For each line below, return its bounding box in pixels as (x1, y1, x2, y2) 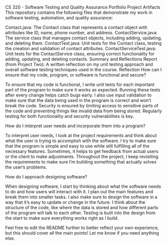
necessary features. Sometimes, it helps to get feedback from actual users (5, 149, 159, 154)
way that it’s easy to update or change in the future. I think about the (5, 199, 146, 205)
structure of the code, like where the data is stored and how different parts (5, 205, 159, 210)
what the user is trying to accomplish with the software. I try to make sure (5, 138, 157, 144)
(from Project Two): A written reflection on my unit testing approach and (5, 62, 153, 67)
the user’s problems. (5, 164, 47, 170)
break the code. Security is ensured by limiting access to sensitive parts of (5, 103, 159, 108)
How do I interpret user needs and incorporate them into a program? (5, 123, 146, 129)
